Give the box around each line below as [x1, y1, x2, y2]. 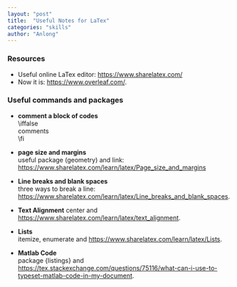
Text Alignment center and [17, 206, 98, 214]
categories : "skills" [7, 24, 72, 31]
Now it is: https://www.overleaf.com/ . [17, 78, 127, 86]
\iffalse [17, 119, 38, 127]
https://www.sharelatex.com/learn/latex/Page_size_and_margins [17, 163, 206, 172]
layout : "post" [7, 10, 53, 18]
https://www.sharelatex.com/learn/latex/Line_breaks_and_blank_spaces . [17, 192, 231, 200]
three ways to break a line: [17, 184, 96, 193]
